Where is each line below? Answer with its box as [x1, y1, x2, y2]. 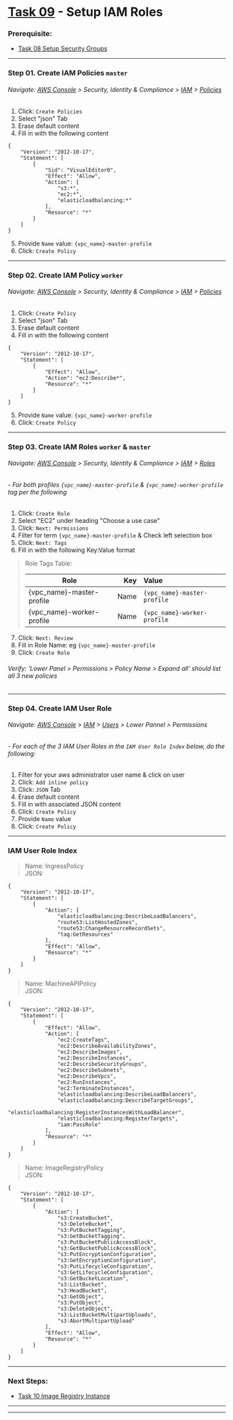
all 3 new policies [8, 672, 57, 680]
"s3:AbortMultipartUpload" [57, 1317, 136, 1325]
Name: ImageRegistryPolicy [24, 1163, 104, 1172]
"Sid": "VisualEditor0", [44, 167, 117, 174]
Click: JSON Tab [17, 786, 61, 794]
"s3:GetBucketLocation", [57, 1275, 129, 1282]
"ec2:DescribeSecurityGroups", [57, 1060, 148, 1067]
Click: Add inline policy [17, 778, 89, 786]
